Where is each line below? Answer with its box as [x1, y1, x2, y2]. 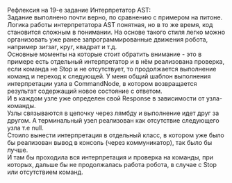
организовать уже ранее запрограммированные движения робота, [7, 35, 208, 44]
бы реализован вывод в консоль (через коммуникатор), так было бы [7, 139, 213, 146]
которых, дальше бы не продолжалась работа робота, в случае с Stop [7, 161, 217, 168]
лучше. [7, 146, 28, 154]
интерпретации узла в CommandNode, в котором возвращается [7, 80, 197, 87]
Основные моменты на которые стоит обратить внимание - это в [7, 50, 202, 58]
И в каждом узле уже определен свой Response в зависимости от [7, 94, 205, 103]
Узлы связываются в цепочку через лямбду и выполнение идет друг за [7, 109, 219, 117]
